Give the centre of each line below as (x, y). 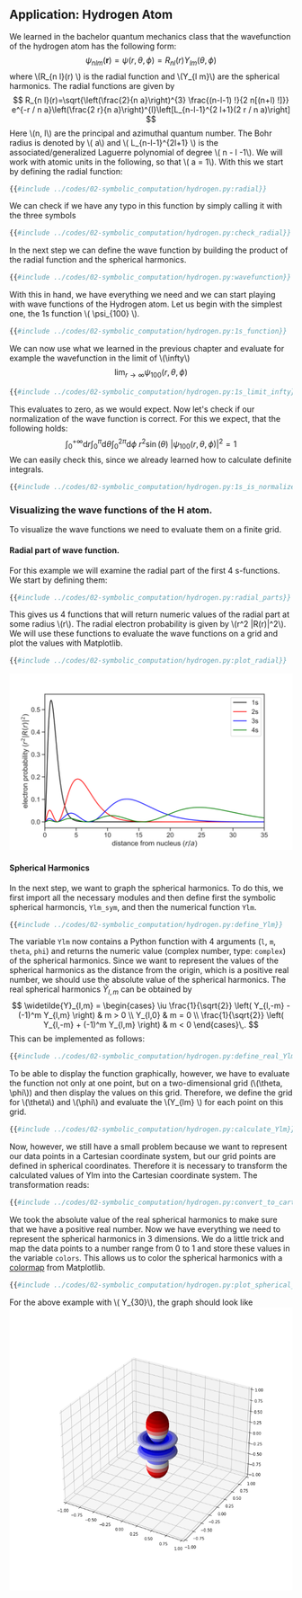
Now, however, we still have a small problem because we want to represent (148, 1147)
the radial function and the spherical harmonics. (98, 260)
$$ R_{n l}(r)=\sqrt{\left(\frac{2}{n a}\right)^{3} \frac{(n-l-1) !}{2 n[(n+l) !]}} (151, 100)
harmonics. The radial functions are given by (92, 85)
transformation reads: (49, 1184)
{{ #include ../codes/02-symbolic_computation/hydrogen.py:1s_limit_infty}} (154, 392)
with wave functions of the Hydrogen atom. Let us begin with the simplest (146, 304)
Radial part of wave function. (64, 550)
